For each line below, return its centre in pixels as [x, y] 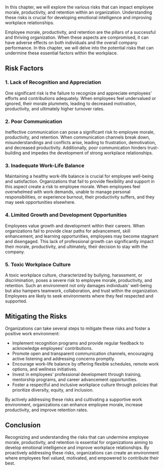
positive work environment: [32, 333]
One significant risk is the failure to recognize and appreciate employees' [79, 93]
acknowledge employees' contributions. [52, 348]
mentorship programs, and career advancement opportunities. [75, 379]
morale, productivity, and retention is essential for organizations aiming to [79, 442]
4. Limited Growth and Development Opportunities [66, 215]
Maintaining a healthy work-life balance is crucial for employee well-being [79, 176]
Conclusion [23, 425]
